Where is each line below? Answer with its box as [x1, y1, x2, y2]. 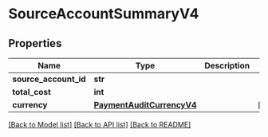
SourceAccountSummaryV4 [8, 5, 199, 23]
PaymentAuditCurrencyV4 [93, 100, 197, 110]
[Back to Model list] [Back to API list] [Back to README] [8, 120, 191, 129]
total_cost [12, 87, 52, 97]
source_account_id [12, 73, 86, 84]
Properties [8, 37, 62, 50]
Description [204, 61, 250, 71]
